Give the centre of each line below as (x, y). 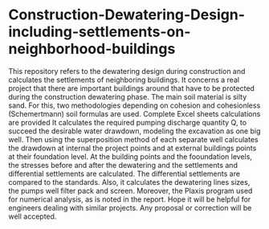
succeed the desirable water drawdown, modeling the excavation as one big (134, 131)
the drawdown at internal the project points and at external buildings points (132, 148)
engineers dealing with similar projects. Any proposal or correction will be (130, 207)
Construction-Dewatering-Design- (126, 15)
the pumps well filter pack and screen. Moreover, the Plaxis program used (130, 190)
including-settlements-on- (100, 32)
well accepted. (33, 216)
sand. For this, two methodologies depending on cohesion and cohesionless (134, 105)
